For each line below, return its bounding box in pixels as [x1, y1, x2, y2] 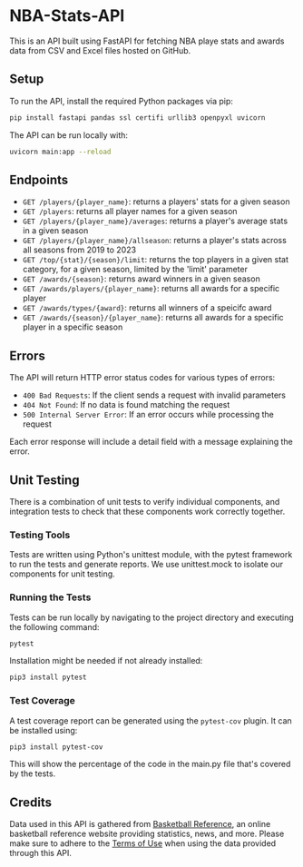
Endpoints [9, 172, 69, 187]
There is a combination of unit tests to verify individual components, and [9, 496, 280, 507]
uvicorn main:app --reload [9, 147, 112, 156]
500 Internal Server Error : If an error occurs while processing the [22, 409, 275, 420]
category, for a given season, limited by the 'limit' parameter [22, 264, 248, 275]
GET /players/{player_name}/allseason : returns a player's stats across [22, 235, 288, 246]
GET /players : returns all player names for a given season [22, 206, 238, 217]
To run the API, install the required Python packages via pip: [9, 95, 234, 106]
